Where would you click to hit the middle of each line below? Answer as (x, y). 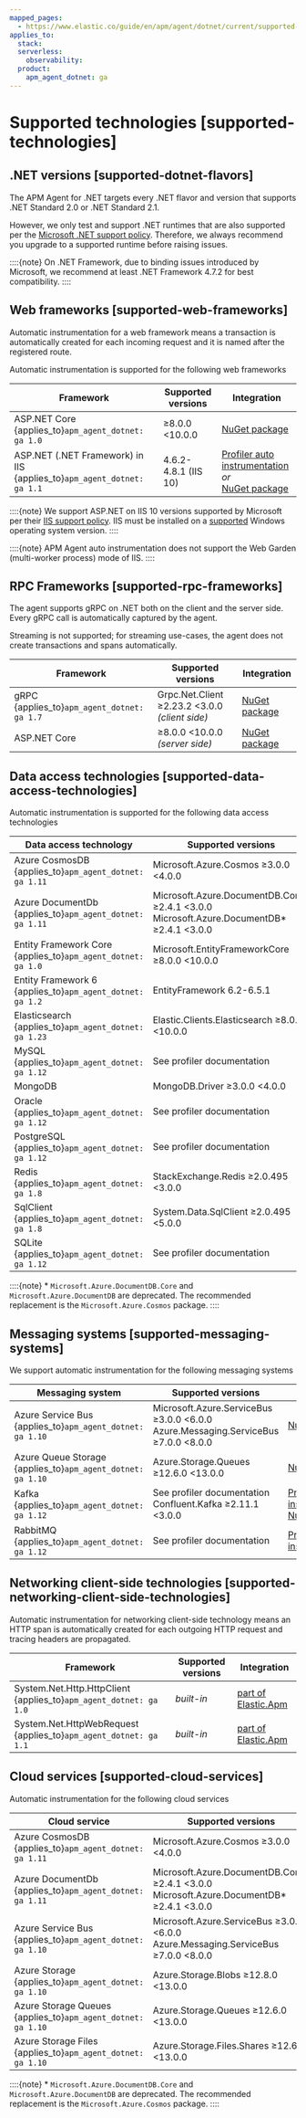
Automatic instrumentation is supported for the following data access (139, 813)
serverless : (41, 52)
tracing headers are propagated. (70, 1639)
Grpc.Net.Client (190, 695)
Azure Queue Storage (60, 1457)
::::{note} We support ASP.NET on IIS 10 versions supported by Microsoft (146, 511)
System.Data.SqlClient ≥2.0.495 (222, 1212)
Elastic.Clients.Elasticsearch (213, 1020)
